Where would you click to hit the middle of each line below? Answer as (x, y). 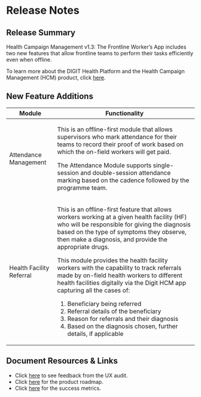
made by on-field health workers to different (120, 275)
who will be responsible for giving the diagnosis (124, 224)
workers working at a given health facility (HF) (122, 217)
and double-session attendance (126, 172)
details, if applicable (95, 334)
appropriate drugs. (83, 247)
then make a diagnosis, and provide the (112, 239)
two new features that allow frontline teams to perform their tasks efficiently (100, 53)
